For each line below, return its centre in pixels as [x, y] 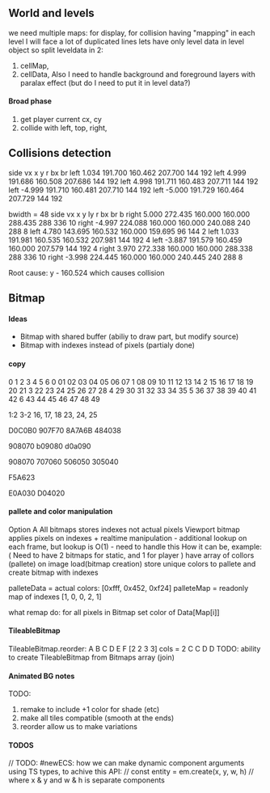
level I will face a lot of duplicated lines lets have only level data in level [127, 41]
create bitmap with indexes [53, 572]
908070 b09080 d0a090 [50, 446]
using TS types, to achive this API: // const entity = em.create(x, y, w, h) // [131, 772]
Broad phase [30, 101]
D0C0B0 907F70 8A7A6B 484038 [65, 430]
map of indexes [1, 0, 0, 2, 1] [55, 597]
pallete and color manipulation [61, 512]
